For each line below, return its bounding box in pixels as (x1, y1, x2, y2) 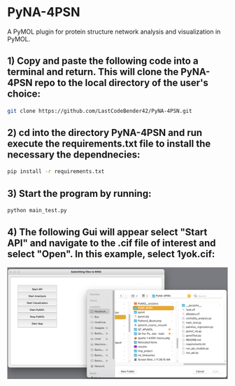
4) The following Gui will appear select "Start (7, 226, 208, 238)
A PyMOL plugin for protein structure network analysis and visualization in (7, 27, 221, 36)
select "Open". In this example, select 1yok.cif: (7, 248, 215, 260)
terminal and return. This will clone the (7, 66, 179, 78)
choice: (7, 88, 41, 100)
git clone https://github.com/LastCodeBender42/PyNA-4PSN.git (7, 107, 192, 114)
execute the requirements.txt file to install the (7, 138, 211, 150)
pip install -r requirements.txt (7, 168, 105, 175)
